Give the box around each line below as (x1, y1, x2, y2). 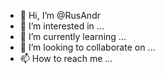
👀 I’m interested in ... (19, 20, 105, 32)
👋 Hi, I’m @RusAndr (19, 10, 101, 21)
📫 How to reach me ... (19, 53, 113, 64)
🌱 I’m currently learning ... (19, 31, 127, 42)
